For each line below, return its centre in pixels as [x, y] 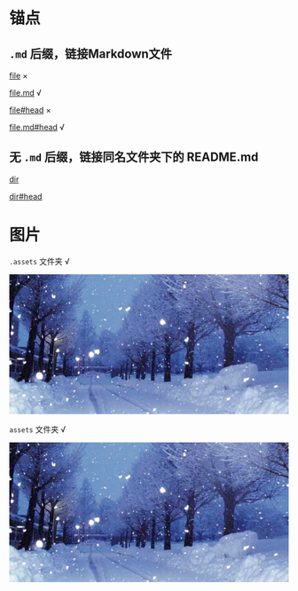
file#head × [30, 110]
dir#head [26, 196]
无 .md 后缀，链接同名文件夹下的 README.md [134, 158]
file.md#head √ [37, 127]
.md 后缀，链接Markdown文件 [91, 54]
